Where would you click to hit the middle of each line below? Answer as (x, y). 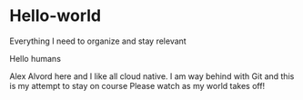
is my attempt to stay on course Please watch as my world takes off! (137, 85)
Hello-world (56, 16)
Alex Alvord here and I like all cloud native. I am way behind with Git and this (152, 76)
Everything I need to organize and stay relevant (98, 41)
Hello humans (35, 58)
